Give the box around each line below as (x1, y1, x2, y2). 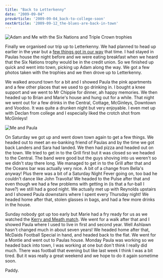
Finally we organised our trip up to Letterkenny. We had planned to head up (5, 43, 156, 49)
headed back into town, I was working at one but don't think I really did (5, 242, 147, 248)
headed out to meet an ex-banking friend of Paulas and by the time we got (5, 140, 155, 146)
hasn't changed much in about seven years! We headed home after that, (5, 227, 150, 233)
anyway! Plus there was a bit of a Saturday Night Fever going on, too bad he (5, 171, 158, 176)
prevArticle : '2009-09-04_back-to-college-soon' (5, 16, 106, 21)
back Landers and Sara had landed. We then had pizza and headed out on (5, 145, 154, 150)
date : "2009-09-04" (5, 12, 45, 17)
